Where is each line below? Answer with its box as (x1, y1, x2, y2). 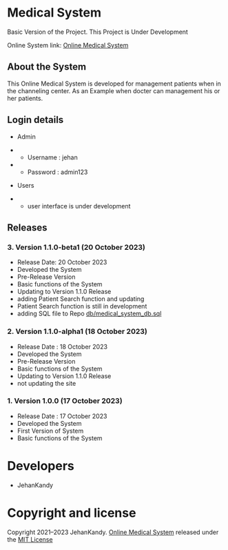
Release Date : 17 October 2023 (17, 412, 107, 420)
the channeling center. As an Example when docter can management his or (7, 86, 220, 95)
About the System (7, 61, 87, 73)
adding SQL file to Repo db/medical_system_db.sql (17, 309, 162, 318)
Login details (7, 114, 64, 126)
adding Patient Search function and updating (17, 295, 145, 303)
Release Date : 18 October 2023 (17, 342, 108, 351)
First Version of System (17, 426, 84, 435)
